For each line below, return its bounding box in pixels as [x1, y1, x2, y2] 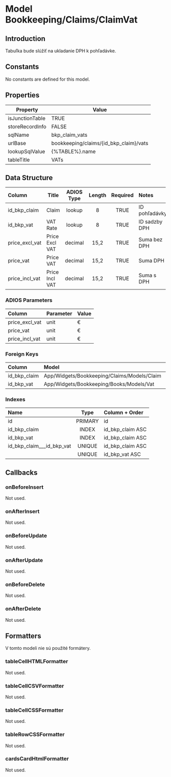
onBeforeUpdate [5, 532, 47, 539]
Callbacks [5, 468, 38, 477]
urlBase [8, 139, 26, 147]
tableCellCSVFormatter [5, 682, 65, 689]
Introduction [5, 34, 46, 43]
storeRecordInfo [8, 123, 47, 130]
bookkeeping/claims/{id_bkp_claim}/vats [51, 139, 149, 147]
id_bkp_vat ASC [103, 451, 141, 458]
